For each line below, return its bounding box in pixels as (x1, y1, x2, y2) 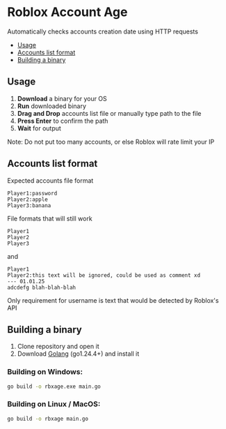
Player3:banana (7, 202, 51, 209)
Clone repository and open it (17, 343, 99, 351)
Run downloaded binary (17, 102, 87, 110)
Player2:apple (7, 196, 49, 203)
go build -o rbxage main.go (7, 415, 89, 422)
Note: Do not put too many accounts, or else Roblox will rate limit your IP (7, 137, 215, 146)
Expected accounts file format (7, 176, 94, 185)
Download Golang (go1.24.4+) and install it (17, 349, 140, 358)
